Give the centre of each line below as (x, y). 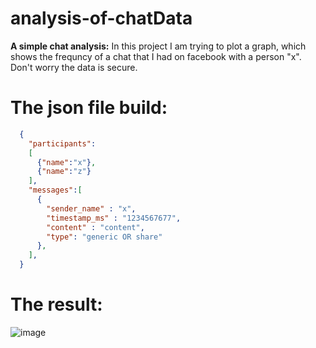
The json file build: (89, 108)
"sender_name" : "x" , (91, 208)
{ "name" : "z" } (64, 172)
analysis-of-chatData (101, 18)
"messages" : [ (55, 190)
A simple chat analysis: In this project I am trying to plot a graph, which (158, 46)
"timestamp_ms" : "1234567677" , (114, 218)
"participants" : (62, 143)
